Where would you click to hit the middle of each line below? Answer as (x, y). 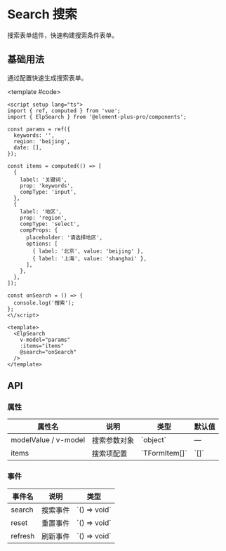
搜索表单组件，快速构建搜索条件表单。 (62, 35)
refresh (23, 536)
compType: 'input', (48, 192)
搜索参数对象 (113, 441)
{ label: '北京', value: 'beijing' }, (88, 251)
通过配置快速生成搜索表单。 (47, 77)
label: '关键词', (44, 180)
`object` (154, 440)
